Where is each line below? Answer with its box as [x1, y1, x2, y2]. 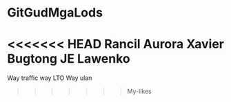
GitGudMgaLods [7, 5, 103, 21]
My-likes [127, 88, 152, 96]
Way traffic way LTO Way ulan [7, 74, 92, 82]
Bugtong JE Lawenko [7, 51, 130, 67]
